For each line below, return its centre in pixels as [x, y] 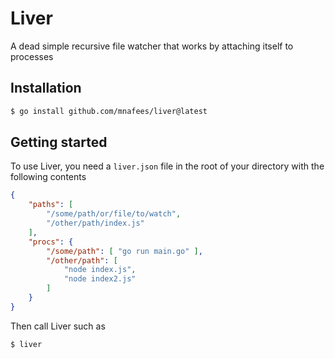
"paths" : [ [51, 205]
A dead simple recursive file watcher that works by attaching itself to [152, 46]
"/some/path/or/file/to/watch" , [114, 214]
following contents [48, 177]
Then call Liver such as [58, 326]
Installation [46, 88]
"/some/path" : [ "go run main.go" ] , [124, 251]
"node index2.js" [100, 279]
